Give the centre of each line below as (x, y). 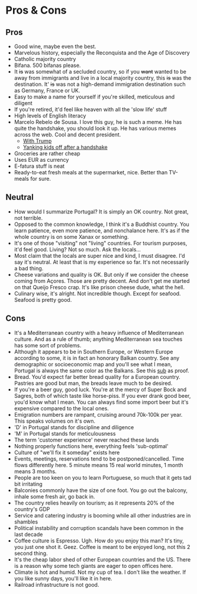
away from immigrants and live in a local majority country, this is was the (103, 78)
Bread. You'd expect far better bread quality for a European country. (97, 376)
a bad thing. (29, 268)
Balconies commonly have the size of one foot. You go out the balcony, (101, 490)
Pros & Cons (36, 10)
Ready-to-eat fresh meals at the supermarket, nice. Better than (91, 172)
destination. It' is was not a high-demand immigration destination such (100, 84)
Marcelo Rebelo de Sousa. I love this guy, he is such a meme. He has (98, 122)
